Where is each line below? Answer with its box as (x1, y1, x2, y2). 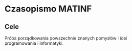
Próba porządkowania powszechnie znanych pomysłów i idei (4, 35, 128, 41)
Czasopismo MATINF (4, 3, 92, 14)
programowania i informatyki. (4, 40, 64, 46)
